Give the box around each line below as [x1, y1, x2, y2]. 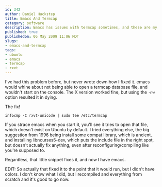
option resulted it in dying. [5, 94, 57, 100]
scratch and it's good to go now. [5, 176, 69, 182]
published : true [5, 30, 38, 34]
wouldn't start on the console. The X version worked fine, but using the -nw [5, 89, 155, 95]
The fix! [5, 104, 20, 109]
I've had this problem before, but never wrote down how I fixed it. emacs [5, 79, 150, 85]
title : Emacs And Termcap [5, 16, 57, 21]
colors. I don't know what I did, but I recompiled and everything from [5, 171, 142, 177]
